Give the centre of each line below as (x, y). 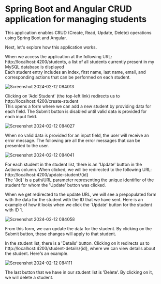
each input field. (21, 116)
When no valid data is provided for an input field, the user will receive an (77, 135)
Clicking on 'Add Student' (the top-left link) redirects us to (62, 96)
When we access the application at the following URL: (59, 56)
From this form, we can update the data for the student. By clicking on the (79, 228)
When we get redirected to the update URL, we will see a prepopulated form (81, 194)
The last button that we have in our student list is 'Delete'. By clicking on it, (79, 272)
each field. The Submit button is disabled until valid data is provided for (76, 111)
